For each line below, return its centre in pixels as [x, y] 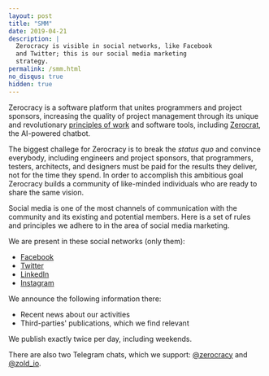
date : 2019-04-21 [38, 31]
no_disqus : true [36, 77]
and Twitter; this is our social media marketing [101, 54]
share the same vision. [46, 192]
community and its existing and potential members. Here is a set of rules [130, 216]
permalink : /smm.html [45, 69]
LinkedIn [35, 274]
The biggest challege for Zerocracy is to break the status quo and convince [135, 149]
